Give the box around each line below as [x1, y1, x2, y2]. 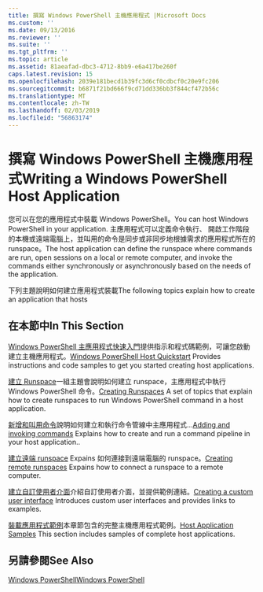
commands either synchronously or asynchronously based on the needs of [8, 261, 251, 270]
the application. [8, 269, 59, 279]
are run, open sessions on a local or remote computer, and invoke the [8, 253, 233, 262]
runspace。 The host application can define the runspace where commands [8, 243, 253, 253]
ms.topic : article [8, 56, 68, 64]
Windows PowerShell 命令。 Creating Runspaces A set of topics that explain [8, 387, 253, 396]
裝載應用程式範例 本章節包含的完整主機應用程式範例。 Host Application [8, 520, 234, 530]
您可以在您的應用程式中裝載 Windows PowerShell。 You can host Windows [8, 214, 249, 224]
